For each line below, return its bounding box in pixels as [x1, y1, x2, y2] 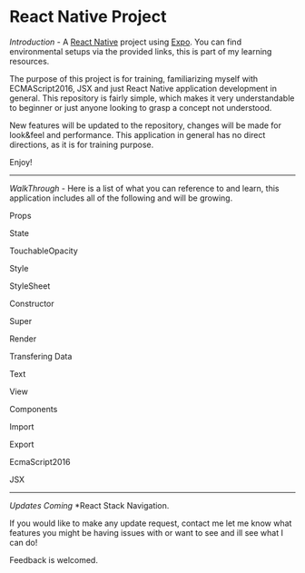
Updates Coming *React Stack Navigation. [9, 499, 170, 510]
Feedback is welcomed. [9, 554, 98, 565]
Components [9, 403, 58, 414]
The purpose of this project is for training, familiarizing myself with [9, 73, 259, 84]
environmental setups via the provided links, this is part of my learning [9, 45, 272, 56]
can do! [9, 537, 38, 548]
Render [9, 333, 37, 344]
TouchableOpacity [9, 245, 79, 256]
